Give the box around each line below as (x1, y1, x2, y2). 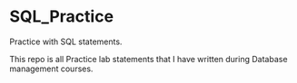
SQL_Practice (9, 6, 114, 27)
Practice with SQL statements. (9, 36, 123, 47)
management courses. (9, 63, 94, 74)
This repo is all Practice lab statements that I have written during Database (9, 53, 288, 64)
